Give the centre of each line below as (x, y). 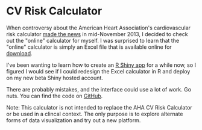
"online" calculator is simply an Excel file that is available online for (89, 47)
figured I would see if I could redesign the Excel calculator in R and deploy (98, 71)
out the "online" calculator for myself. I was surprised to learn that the (93, 40)
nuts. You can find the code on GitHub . (55, 96)
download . (19, 53)
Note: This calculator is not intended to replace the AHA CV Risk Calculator (99, 107)
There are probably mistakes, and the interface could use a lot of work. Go (99, 89)
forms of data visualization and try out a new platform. (74, 120)
